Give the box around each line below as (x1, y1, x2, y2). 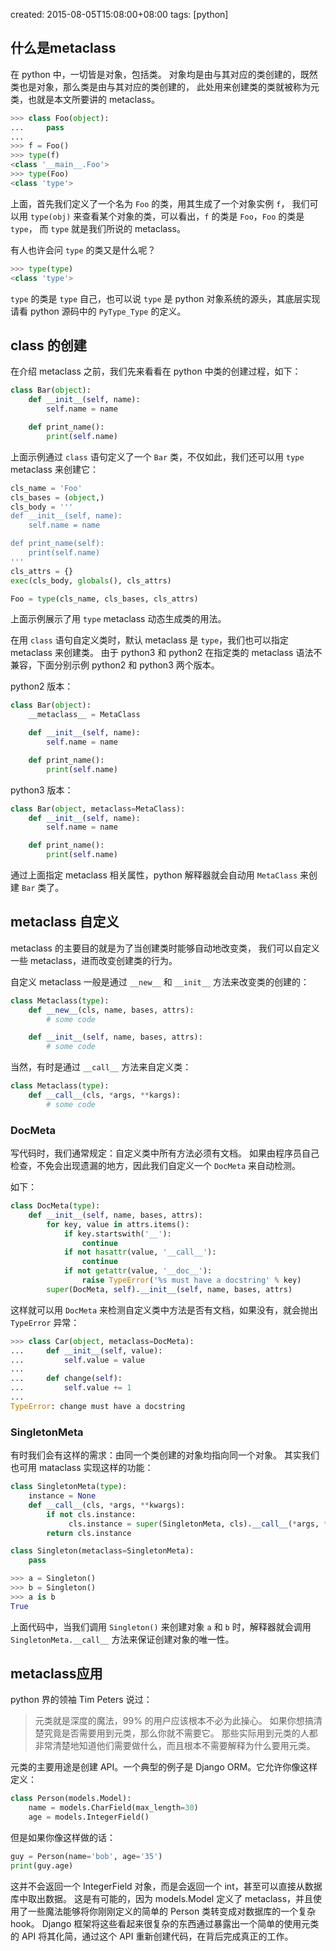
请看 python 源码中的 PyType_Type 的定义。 (10, 305, 187, 317)
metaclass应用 (10, 1665, 103, 1683)
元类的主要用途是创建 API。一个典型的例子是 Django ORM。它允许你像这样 (10, 1761, 318, 1773)
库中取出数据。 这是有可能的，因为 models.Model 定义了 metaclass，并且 (10, 1892, 314, 1904)
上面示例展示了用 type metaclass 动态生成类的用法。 (10, 613, 227, 625)
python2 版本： (10, 680, 74, 693)
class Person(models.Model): (10, 1794, 132, 1804)
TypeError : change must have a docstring (10, 1401, 186, 1411)
